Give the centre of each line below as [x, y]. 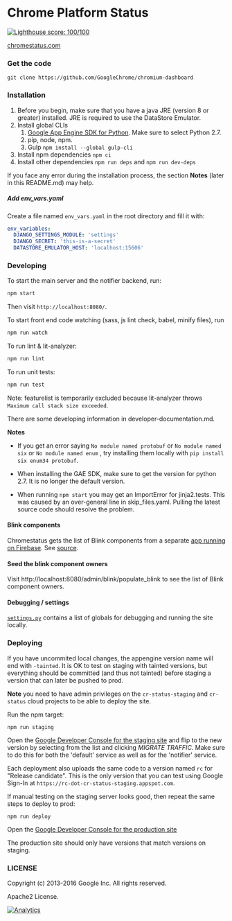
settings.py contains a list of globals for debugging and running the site [110, 617]
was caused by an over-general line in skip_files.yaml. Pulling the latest [118, 502]
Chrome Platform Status [78, 13]
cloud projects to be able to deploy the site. [89, 701]
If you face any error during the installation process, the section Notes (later [116, 175]
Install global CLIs [43, 125]
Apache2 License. [33, 896]
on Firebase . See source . [43, 548]
